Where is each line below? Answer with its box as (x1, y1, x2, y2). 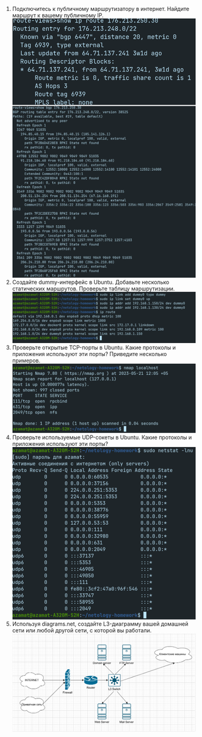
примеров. (12, 357, 41, 365)
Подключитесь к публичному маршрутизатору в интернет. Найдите (12, 6, 190, 12)
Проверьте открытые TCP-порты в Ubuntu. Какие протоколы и (12, 344, 176, 351)
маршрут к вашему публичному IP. (12, 12, 104, 19)
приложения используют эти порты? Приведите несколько (12, 350, 167, 358)
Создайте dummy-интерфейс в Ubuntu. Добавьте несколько (12, 278, 170, 286)
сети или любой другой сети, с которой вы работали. (12, 626, 152, 634)
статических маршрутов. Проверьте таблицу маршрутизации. (12, 285, 175, 292)
